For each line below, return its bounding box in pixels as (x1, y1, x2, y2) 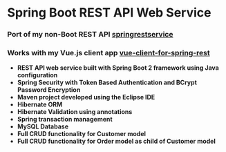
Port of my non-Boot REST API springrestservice (7, 30, 173, 39)
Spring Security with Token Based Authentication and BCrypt (17, 78, 197, 87)
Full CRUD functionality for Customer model (17, 130, 147, 138)
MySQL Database (17, 122, 69, 131)
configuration (17, 71, 58, 79)
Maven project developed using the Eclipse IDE (17, 93, 156, 102)
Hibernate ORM (17, 100, 63, 108)
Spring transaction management (17, 115, 113, 124)
